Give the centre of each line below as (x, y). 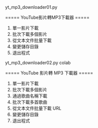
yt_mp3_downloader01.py (31, 7)
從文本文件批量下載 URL (37, 108)
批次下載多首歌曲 (30, 102)
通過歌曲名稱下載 (30, 96)
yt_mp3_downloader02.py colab (38, 63)
